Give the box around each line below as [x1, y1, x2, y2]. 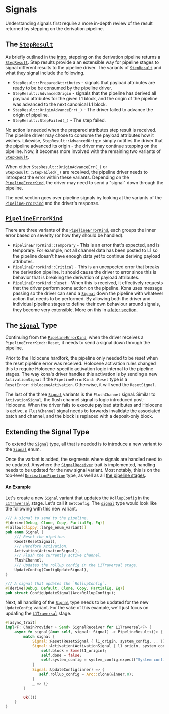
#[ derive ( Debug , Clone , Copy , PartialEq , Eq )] [5, 520, 105, 526]
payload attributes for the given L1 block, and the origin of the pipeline [12, 95, 158, 101]
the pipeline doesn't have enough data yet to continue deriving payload [12, 252, 161, 259]
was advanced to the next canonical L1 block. [12, 101, 107, 107]
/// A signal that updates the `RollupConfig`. [5, 581, 107, 586]
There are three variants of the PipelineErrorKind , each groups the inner [5, 227, 156, 233]
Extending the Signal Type [5, 428, 90, 436]
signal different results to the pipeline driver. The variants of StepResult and [5, 64, 162, 70]
